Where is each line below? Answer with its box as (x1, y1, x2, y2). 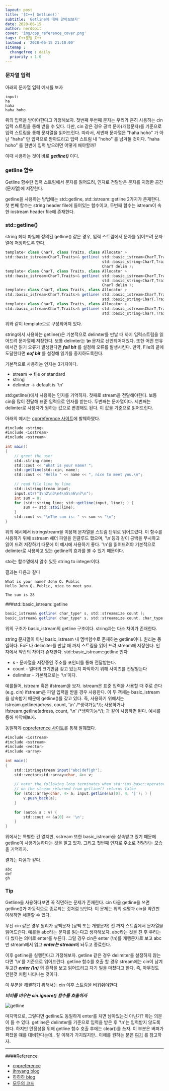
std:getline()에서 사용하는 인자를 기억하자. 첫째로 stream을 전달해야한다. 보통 (5, 392, 157, 398)
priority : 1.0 (10, 54, 42, 59)
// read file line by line (14, 482, 71, 487)
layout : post (5, 7, 33, 13)
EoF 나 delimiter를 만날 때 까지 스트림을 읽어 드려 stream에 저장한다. (20, 642, 155, 648)
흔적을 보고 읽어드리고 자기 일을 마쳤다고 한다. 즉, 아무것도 (45, 965, 159, 971)
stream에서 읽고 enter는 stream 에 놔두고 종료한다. (10, 941, 112, 947)
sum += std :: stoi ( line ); (23, 505, 75, 510)
